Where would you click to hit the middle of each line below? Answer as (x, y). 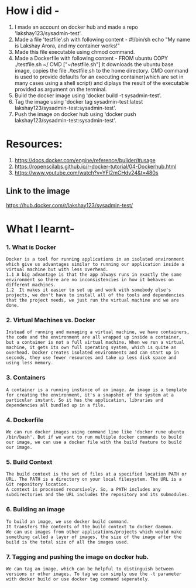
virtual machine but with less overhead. (57, 270)
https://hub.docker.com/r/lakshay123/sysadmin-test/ (70, 205)
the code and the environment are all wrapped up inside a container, (94, 337)
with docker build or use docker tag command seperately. (78, 579)
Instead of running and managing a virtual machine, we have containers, (98, 332)
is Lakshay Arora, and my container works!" (67, 46)
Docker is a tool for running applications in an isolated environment (95, 259)
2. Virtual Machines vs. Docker (51, 320)
